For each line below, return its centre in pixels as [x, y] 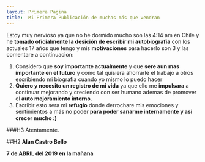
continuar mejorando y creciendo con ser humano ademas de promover [106, 92]
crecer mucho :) [36, 118]
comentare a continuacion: [40, 54]
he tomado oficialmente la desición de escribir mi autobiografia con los [99, 41]
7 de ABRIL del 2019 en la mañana [50, 153]
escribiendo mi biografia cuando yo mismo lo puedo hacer [89, 79]
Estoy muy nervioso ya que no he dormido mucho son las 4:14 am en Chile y [103, 35]
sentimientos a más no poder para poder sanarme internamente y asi [104, 111]
